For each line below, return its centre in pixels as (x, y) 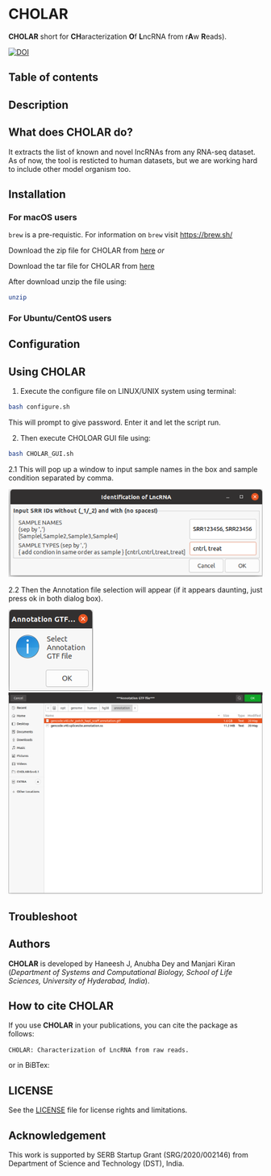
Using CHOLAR (47, 372)
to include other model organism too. (70, 169)
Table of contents (53, 77)
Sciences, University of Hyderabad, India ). (79, 981)
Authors (29, 944)
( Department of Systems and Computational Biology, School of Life (121, 972)
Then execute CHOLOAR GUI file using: (85, 438)
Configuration (44, 344)
